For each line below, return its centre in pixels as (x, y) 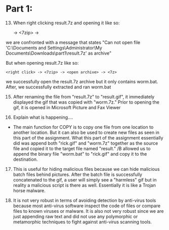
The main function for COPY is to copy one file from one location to (83, 127)
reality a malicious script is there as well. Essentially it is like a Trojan (84, 185)
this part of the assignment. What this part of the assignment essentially (88, 137)
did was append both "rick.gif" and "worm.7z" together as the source (86, 143)
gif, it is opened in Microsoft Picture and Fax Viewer (67, 107)
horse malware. (29, 191)
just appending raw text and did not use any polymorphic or (75, 216)
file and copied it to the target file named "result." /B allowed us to (82, 148)
